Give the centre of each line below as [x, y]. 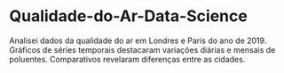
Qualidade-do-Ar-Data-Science [129, 16]
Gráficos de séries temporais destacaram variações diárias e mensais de [142, 49]
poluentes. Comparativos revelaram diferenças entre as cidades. [127, 59]
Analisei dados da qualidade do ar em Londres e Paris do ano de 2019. [138, 40]
